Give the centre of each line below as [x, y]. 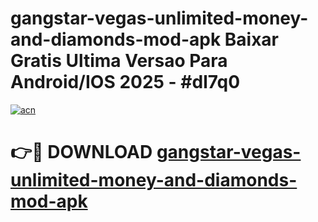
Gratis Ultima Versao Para [119, 61]
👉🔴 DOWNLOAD [81, 152]
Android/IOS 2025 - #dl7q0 [125, 82]
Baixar [251, 39]
